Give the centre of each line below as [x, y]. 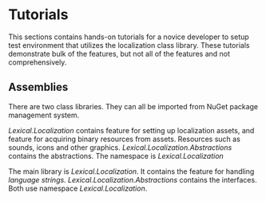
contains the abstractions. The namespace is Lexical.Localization [116, 156]
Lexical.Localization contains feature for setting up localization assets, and [131, 130]
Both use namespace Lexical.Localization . [78, 188]
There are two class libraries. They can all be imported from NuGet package [133, 106]
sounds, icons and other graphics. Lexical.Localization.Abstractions [120, 147]
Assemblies [38, 87]
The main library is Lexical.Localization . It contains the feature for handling [131, 171]
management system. [44, 115]
